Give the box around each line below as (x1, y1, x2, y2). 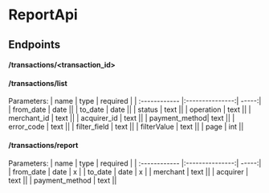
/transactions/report (8, 140, 79, 150)
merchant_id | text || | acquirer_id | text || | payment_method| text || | (8, 113, 235, 123)
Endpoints (8, 38, 61, 51)
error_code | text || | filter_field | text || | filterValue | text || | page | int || (8, 122, 244, 132)
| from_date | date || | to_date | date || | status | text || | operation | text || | (8, 105, 251, 114)
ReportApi (8, 6, 78, 24)
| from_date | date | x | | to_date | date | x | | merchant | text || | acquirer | (8, 166, 249, 176)
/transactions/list (8, 78, 68, 88)
